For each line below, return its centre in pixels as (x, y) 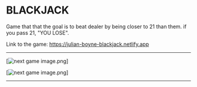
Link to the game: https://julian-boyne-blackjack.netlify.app (78, 44)
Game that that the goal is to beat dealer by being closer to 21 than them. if (96, 26)
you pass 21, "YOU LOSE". (38, 32)
